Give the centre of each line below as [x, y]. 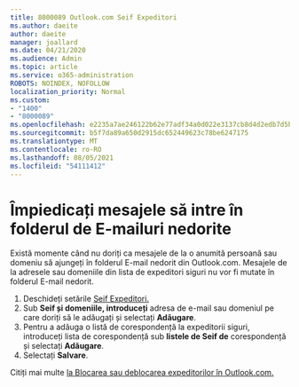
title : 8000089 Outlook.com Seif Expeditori [94, 17]
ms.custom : [30, 100]
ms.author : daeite [44, 26]
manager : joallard [44, 42]
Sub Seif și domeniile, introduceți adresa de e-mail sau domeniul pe [148, 308]
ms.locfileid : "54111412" [58, 166]
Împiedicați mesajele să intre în [127, 210]
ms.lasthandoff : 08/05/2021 [62, 158]
